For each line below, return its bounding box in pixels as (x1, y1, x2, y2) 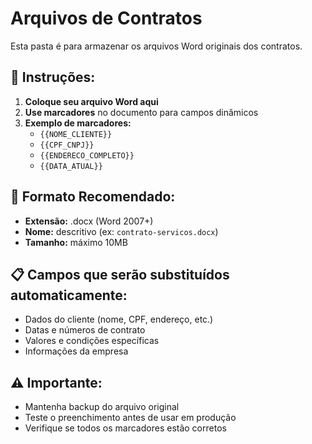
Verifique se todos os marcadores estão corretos (24, 422, 227, 434)
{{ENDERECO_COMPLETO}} (39, 150, 135, 161)
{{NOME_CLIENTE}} (39, 129, 113, 139)
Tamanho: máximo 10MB (24, 236, 128, 248)
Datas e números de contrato (24, 324, 146, 336)
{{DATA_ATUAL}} (39, 161, 103, 171)
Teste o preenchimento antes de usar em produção (24, 412, 237, 424)
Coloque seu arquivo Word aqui (24, 95, 159, 107)
